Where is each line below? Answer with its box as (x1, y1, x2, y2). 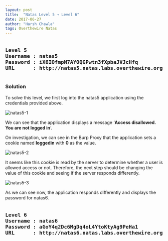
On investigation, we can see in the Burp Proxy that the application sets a (5, 134, 156, 141)
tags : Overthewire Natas (5, 26, 57, 31)
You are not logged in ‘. (5, 125, 53, 131)
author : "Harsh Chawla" (5, 21, 55, 27)
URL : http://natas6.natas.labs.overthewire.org (5, 229, 163, 236)
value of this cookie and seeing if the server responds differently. (5, 170, 140, 176)
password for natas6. (5, 194, 49, 201)
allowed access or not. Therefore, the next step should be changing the (5, 164, 153, 171)
